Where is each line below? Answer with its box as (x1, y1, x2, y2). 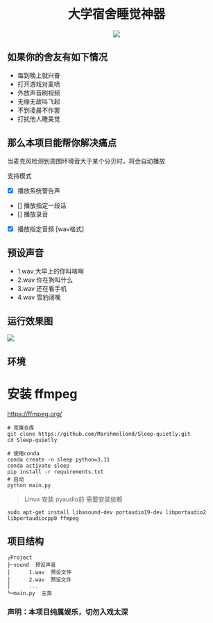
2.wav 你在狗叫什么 (17, 276, 74, 284)
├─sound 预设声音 (7, 562, 56, 569)
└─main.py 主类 (7, 590, 52, 597)
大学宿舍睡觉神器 (67, 6, 165, 22)
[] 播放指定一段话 (17, 201, 67, 210)
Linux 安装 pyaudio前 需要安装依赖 (24, 495, 123, 503)
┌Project (7, 554, 33, 561)
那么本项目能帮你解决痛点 (7, 137, 117, 149)
